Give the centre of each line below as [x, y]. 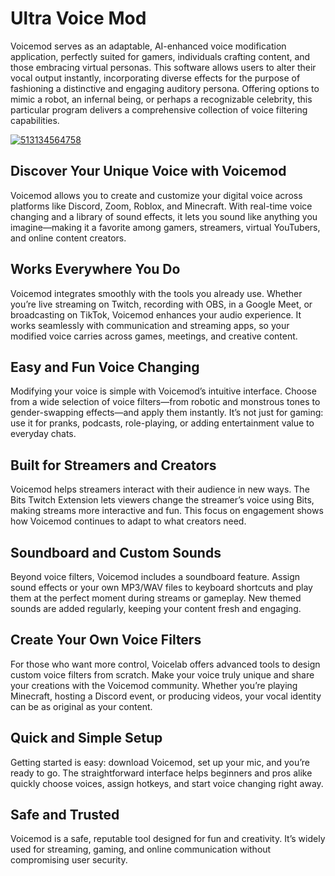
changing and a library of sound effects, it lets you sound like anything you [164, 216]
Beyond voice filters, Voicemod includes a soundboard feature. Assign [155, 576]
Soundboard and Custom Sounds [116, 552]
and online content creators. [68, 238]
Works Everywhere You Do [95, 269]
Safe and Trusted [65, 815]
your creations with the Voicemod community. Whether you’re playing [154, 685]
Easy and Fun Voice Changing [105, 367]
